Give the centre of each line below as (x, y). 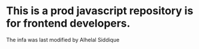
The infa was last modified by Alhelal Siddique (63, 40)
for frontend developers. (68, 23)
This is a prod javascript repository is (100, 11)
